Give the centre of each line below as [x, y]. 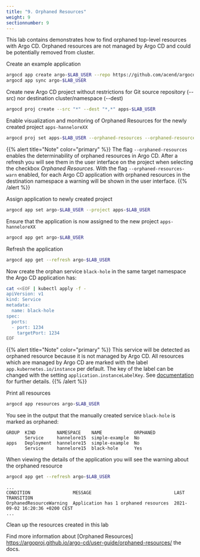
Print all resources [28, 393]
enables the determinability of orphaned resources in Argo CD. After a [92, 155]
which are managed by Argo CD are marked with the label [77, 362]
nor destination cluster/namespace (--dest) [70, 99]
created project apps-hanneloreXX [47, 127]
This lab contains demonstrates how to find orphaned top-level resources [96, 40]
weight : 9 [18, 17]
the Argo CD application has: [41, 278]
